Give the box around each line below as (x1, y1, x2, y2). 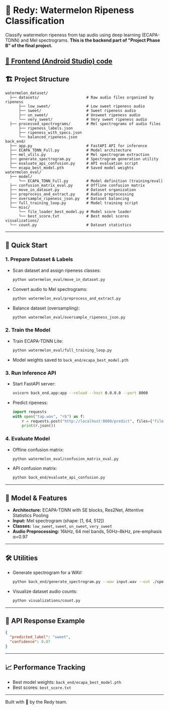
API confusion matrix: (12, 465, 57, 471)
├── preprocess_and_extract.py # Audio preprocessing (10, 192, 134, 197)
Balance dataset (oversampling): (12, 305, 80, 311)
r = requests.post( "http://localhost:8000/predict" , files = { (22, 419, 152, 424)
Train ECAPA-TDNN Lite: (12, 338, 63, 344)
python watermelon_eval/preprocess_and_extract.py (12, 296, 121, 301)
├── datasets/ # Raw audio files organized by (10, 95, 154, 100)
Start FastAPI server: (12, 380, 56, 386)
